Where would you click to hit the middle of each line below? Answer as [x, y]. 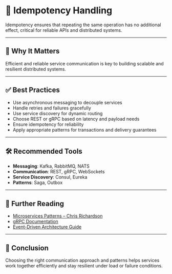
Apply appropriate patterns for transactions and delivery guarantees [84, 130]
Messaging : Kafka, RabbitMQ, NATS [51, 166]
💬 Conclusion [27, 248]
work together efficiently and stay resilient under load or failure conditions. [84, 266]
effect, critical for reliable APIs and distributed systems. [64, 30]
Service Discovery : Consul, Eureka [50, 177]
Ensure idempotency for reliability [48, 124]
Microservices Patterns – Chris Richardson [58, 216]
